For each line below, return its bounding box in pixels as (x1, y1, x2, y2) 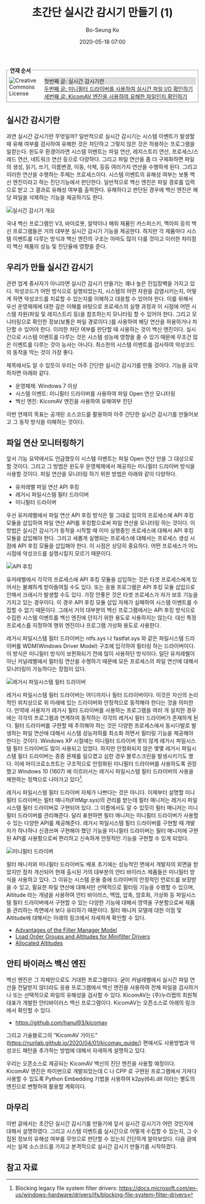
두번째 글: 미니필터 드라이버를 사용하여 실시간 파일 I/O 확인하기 (44, 85, 193, 92)
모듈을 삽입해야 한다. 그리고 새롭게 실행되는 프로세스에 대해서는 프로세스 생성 (6, 535, 189, 542)
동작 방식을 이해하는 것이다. (19, 418, 85, 425)
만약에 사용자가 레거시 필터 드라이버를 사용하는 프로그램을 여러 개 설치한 (14, 707, 185, 714)
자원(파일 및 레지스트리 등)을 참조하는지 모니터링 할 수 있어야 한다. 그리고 (17, 310, 191, 318)
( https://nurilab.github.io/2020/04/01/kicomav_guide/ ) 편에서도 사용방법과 (6, 1039, 189, 1046)
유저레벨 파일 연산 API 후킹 (15, 483, 79, 491)
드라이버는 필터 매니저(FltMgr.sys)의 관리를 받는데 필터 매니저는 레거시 (17, 797, 187, 804)
